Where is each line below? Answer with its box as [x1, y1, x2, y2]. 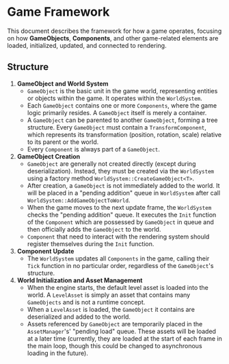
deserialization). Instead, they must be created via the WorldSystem [27, 167, 214, 175]
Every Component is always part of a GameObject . [27, 145, 161, 153]
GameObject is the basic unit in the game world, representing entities [27, 86, 218, 95]
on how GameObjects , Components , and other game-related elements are [7, 34, 219, 42]
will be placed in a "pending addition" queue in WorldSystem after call [27, 189, 221, 197]
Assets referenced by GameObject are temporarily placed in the [27, 319, 203, 328]
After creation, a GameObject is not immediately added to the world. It [27, 181, 220, 189]
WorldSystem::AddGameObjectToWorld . [27, 196, 131, 204]
